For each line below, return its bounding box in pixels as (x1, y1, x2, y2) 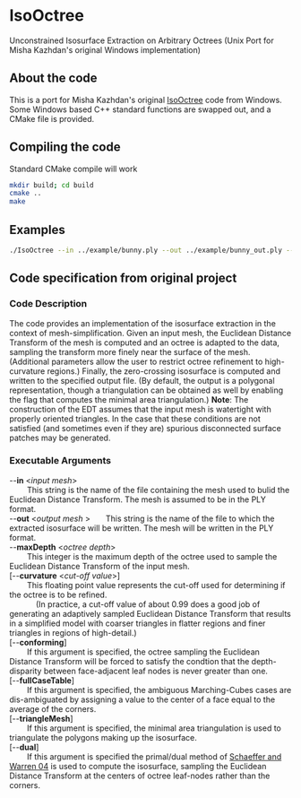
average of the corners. (9, 703, 97, 714)
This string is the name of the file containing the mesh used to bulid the (26, 484, 290, 495)
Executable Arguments (9, 455, 112, 467)
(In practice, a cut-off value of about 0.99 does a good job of (35, 598, 261, 610)
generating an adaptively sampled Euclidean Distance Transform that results (9, 608, 291, 619)
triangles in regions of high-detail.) (9, 627, 137, 638)
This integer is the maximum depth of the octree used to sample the (26, 551, 278, 561)
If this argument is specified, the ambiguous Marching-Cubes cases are (26, 684, 292, 695)
